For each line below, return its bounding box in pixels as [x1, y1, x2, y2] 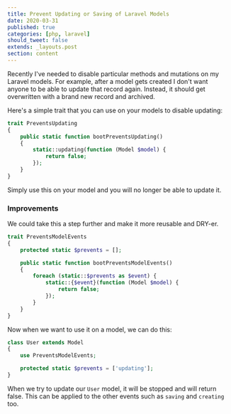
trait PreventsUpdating [7, 120, 78, 127]
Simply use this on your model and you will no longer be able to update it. [7, 186, 222, 194]
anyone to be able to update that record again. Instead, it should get [7, 85, 205, 93]
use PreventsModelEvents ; [20, 352, 97, 359]
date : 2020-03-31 [7, 17, 59, 24]
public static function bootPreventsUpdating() [20, 133, 163, 140]
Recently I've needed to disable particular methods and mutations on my [7, 69, 220, 78]
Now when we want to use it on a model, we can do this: [7, 325, 172, 334]
